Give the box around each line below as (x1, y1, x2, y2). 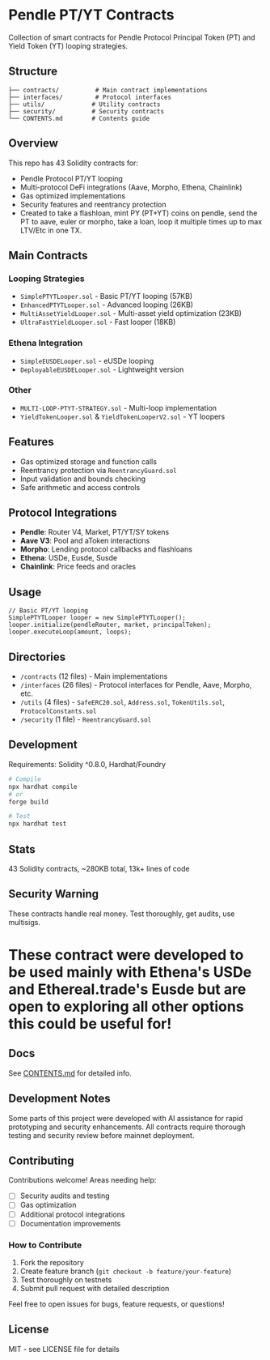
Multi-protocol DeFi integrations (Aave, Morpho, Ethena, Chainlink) (19, 182, 243, 192)
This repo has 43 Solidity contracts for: (8, 158, 139, 168)
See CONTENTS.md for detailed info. (8, 1068, 132, 1078)
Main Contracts (8, 249, 88, 262)
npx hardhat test (8, 820, 67, 828)
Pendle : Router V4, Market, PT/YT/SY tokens (19, 527, 170, 537)
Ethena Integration (8, 338, 83, 349)
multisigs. (8, 917, 40, 927)
